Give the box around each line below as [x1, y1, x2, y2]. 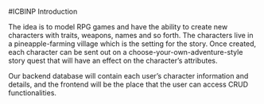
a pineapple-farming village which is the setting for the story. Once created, [8, 39, 257, 48]
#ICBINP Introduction [8, 7, 78, 16]
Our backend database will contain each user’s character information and [8, 71, 249, 80]
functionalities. [8, 88, 57, 98]
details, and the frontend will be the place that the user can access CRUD [8, 79, 249, 89]
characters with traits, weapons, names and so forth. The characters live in [8, 31, 254, 40]
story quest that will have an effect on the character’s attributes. [8, 56, 218, 65]
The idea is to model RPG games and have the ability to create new [8, 22, 228, 31]
